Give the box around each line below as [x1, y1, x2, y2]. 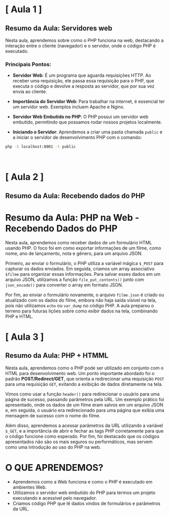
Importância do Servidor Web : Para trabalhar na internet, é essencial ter [12, 98, 165, 105]
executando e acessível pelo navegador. [12, 495, 97, 501]
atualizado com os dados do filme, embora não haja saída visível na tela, [5, 297, 157, 303]
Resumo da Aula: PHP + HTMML [5, 351, 109, 360]
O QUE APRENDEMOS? [5, 462, 104, 473]
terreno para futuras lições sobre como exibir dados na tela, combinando [5, 308, 158, 314]
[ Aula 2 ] [5, 171, 44, 183]
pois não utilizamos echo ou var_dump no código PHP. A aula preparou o [5, 302, 154, 308]
